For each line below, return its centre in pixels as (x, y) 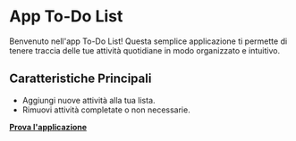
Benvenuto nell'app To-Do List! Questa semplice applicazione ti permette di (148, 41)
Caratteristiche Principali (80, 79)
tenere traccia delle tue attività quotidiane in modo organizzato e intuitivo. (144, 50)
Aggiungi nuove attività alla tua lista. (89, 100)
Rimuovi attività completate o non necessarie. (106, 110)
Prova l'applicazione (48, 127)
